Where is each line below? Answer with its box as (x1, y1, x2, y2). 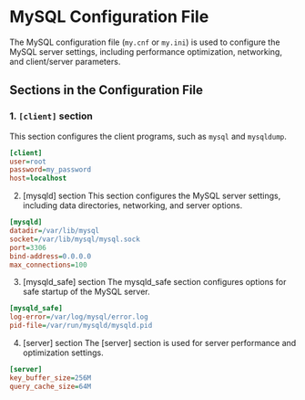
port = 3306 (9, 243, 47, 252)
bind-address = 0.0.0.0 (9, 251, 92, 261)
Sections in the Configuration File (9, 82, 203, 98)
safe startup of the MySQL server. (22, 286, 150, 298)
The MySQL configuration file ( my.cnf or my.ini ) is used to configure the (9, 37, 280, 47)
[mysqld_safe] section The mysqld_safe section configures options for (22, 277, 287, 288)
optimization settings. (22, 347, 104, 358)
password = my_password (9, 165, 92, 174)
